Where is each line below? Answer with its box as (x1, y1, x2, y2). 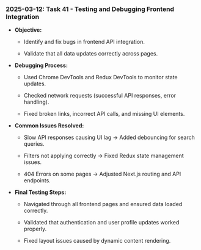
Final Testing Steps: (14, 188, 67, 196)
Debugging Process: (14, 62, 68, 69)
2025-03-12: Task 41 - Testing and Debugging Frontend (5, 5, 175, 13)
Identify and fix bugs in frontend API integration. (23, 38, 145, 46)
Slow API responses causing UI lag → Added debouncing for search (23, 134, 195, 141)
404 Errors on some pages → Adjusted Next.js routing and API (23, 170, 181, 178)
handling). (23, 98, 49, 105)
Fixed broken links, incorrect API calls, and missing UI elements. (23, 110, 185, 118)
